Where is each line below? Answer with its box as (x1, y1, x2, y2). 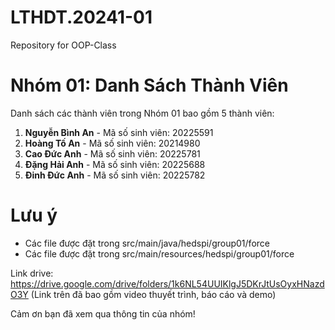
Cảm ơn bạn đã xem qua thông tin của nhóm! (10, 307, 196, 320)
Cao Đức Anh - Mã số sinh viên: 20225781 (24, 147, 201, 160)
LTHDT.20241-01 (10, 6, 153, 29)
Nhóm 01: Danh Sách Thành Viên (10, 74, 289, 97)
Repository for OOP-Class (10, 39, 117, 51)
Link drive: (10, 267, 54, 279)
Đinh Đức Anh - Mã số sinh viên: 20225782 (24, 169, 206, 181)
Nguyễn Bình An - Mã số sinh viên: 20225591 (24, 126, 214, 138)
